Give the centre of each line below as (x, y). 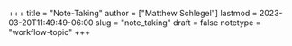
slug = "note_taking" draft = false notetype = (178, 23)
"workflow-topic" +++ (50, 32)
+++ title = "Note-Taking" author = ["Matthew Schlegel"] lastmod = (133, 13)
